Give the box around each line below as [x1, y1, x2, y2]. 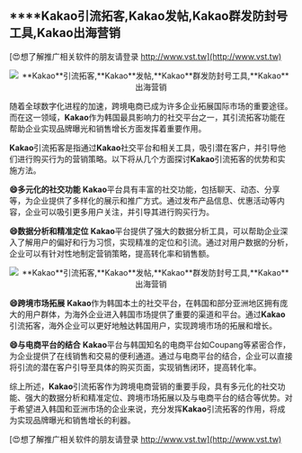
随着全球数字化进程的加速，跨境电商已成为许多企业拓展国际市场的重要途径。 [9, 100, 293, 111]
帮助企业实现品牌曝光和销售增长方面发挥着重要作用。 [9, 122, 207, 133]
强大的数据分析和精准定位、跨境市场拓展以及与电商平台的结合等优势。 [24, 392, 285, 403]
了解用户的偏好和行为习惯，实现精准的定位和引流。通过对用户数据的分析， [16, 237, 293, 248]
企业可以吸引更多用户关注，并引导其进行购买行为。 [24, 206, 214, 217]
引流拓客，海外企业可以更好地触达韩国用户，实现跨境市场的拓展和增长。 [9, 320, 277, 331]
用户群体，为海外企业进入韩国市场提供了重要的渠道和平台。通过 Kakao [24, 309, 286, 320]
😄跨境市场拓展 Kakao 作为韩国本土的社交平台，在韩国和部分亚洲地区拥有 [9, 297, 280, 308]
